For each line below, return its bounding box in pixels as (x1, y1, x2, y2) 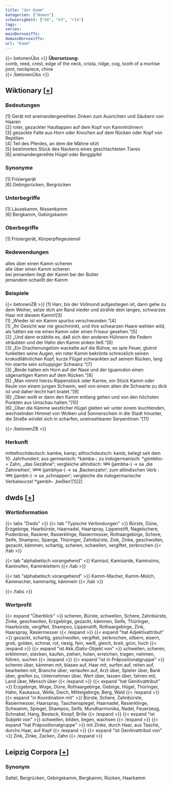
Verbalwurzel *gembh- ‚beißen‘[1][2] (5, 478, 83, 485)
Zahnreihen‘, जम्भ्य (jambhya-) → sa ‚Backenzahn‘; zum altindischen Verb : (5, 467, 159, 473)
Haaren (5, 119, 21, 125)
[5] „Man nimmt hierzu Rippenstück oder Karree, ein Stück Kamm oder (5, 377, 155, 384)
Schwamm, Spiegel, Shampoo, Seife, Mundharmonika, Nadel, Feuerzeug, (5, 705, 161, 712)
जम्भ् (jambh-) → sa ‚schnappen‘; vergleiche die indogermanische (5, 473, 141, 479)
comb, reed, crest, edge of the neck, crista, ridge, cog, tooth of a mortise (5, 60, 160, 67)
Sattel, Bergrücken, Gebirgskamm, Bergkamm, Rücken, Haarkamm (5, 775, 146, 781)
